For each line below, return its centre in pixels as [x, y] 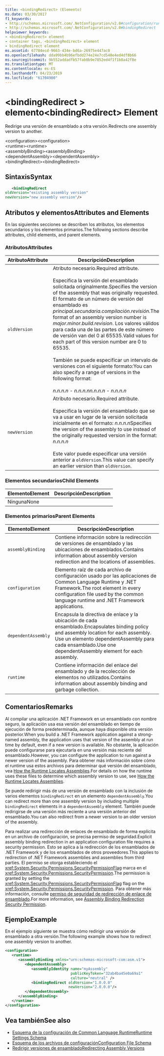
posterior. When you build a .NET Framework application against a [71, 734]
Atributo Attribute [28, 260]
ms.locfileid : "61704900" [31, 78]
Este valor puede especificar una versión [100, 454]
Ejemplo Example [31, 920]
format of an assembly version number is [100, 317]
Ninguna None [23, 501]
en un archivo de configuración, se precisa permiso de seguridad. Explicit [79, 836]
